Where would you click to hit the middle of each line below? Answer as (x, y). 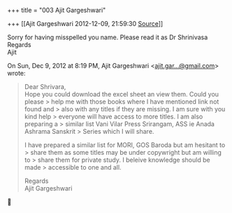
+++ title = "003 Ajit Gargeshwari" (57, 10)
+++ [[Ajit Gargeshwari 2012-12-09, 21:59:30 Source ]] (85, 23)
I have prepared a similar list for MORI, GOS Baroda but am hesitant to (125, 145)
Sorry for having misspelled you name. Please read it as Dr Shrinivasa (108, 37)
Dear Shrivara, (45, 87)
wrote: (16, 73)
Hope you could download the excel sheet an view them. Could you (121, 94)
